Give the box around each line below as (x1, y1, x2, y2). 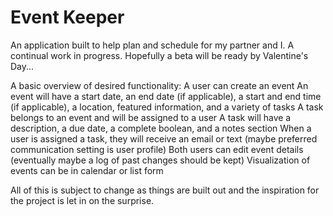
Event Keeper (10, 6, 125, 29)
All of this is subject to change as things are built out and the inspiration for (10, 184, 320, 196)
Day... (10, 60, 35, 72)
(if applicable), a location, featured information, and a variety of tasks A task (10, 101, 324, 113)
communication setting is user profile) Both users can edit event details (10, 143, 304, 155)
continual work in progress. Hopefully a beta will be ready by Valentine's (10, 49, 309, 61)
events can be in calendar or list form (10, 164, 164, 176)
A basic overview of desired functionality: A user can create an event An (10, 79, 309, 91)
